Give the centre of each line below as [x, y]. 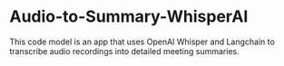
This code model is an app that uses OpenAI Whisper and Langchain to [142, 42]
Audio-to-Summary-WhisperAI [129, 17]
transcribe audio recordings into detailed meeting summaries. [124, 51]
